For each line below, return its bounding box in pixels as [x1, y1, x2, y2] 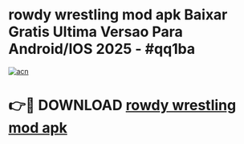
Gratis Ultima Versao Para [8, 23, 183, 41]
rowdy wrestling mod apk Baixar [8, 6, 228, 24]
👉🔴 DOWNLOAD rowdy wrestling [8, 97, 237, 114]
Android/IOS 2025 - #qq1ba [8, 40, 196, 58]
